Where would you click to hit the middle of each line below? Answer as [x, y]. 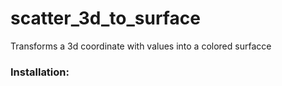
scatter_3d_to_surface [105, 18]
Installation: [40, 72]
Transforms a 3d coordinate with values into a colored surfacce [141, 46]
